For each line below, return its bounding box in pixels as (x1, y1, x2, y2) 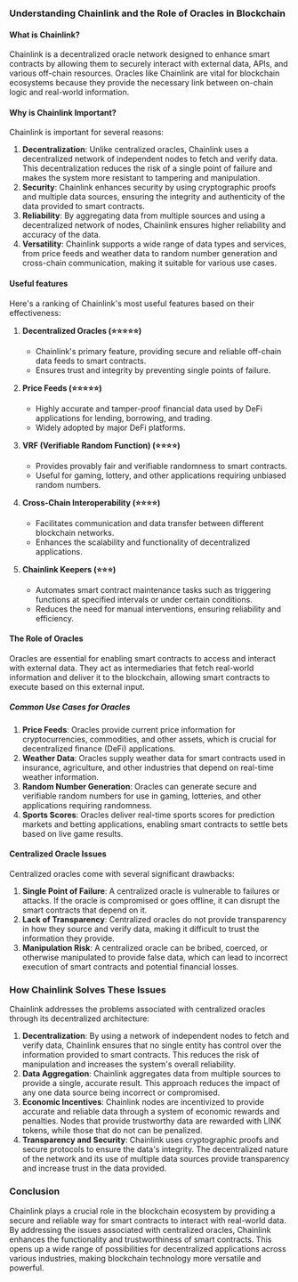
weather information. (21, 771, 100, 782)
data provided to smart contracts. (21, 201, 145, 212)
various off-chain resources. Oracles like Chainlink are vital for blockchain (9, 68, 280, 78)
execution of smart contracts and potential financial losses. (21, 961, 239, 972)
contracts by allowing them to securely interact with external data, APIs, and (9, 59, 289, 69)
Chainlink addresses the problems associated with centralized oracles (9, 1004, 266, 1015)
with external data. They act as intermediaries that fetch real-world (9, 662, 254, 673)
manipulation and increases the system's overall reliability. (21, 1059, 237, 1070)
